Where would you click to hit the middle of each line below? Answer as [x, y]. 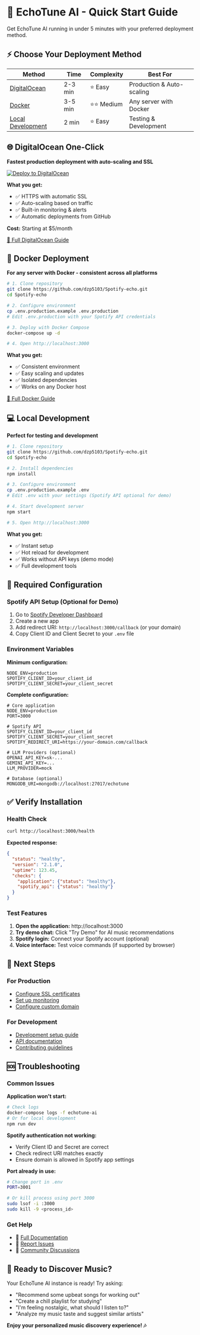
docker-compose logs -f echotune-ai [52, 1113]
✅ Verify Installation [45, 802]
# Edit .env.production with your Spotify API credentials [81, 316]
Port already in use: [31, 1171]
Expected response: [32, 843]
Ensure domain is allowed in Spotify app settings [75, 1159]
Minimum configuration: [37, 662]
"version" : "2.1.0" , [37, 864]
